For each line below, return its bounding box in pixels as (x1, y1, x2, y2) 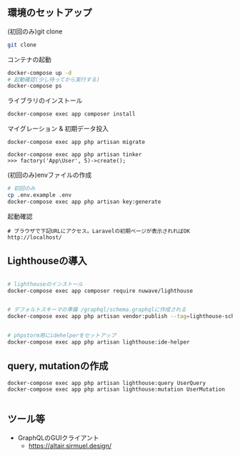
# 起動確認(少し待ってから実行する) (7, 76, 100, 83)
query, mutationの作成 (7, 360, 109, 372)
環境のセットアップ (7, 6, 92, 19)
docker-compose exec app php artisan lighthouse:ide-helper (7, 339, 191, 346)
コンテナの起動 (7, 55, 51, 63)
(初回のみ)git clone (7, 27, 63, 36)
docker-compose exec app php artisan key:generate (7, 198, 161, 205)
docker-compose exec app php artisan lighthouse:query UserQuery (7, 379, 206, 386)
